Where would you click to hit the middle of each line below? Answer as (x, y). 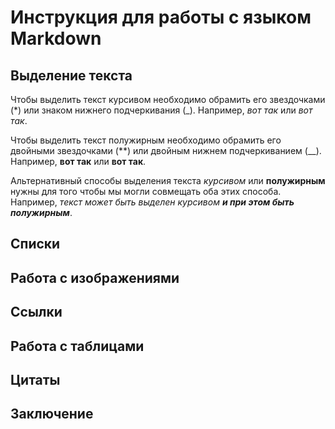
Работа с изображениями (95, 277)
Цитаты (35, 379)
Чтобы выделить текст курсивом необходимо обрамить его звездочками (168, 99)
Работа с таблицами (77, 346)
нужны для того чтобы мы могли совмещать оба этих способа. (146, 191)
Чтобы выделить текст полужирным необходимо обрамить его (146, 140)
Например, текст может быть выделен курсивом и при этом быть (152, 202)
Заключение (52, 414)
